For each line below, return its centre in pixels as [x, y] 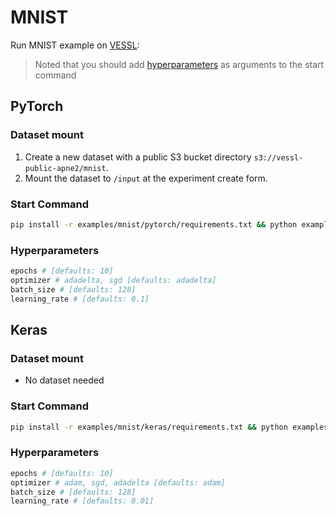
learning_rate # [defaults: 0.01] [82, 501]
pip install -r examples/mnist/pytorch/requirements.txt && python [154, 224]
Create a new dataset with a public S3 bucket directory [138, 157]
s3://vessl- [278, 157]
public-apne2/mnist [65, 168]
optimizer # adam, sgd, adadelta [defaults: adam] [118, 482]
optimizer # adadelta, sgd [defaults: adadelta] [113, 280]
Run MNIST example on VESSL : [75, 45]
